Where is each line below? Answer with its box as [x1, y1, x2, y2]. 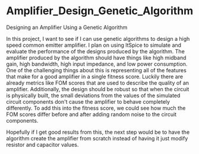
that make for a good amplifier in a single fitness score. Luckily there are [6, 73, 183, 80]
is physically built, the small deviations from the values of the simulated [6, 92, 181, 99]
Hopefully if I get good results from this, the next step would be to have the [6, 129, 190, 136]
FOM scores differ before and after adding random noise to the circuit [6, 111, 177, 118]
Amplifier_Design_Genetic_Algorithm [6, 4, 194, 18]
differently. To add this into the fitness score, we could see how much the [6, 104, 186, 111]
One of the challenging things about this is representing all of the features [6, 66, 187, 73]
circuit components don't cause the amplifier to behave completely [6, 98, 170, 105]
